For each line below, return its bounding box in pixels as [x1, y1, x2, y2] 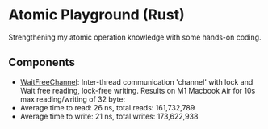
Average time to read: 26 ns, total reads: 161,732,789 [19, 102, 195, 112]
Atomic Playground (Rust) [8, 6, 185, 24]
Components [8, 56, 75, 69]
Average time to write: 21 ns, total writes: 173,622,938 [19, 111, 199, 121]
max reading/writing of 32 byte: [19, 94, 126, 104]
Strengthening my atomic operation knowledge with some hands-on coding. [8, 32, 262, 42]
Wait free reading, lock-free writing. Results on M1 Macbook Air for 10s [19, 85, 256, 95]
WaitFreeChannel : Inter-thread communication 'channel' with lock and [19, 77, 253, 86]
